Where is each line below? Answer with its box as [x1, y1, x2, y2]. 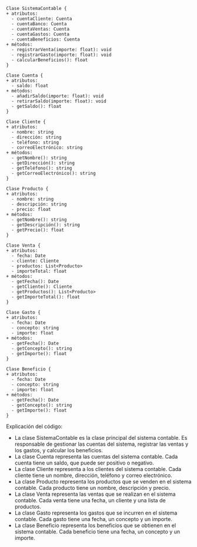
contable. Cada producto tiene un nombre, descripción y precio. [14, 485, 171, 491]
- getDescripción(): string [11, 222, 81, 228]
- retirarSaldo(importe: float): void [11, 98, 107, 104]
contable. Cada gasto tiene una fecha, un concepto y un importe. [14, 516, 172, 522]
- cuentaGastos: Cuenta [11, 31, 69, 37]
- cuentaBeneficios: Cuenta [11, 37, 81, 42]
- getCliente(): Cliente [11, 284, 72, 290]
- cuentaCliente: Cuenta [11, 16, 72, 22]
